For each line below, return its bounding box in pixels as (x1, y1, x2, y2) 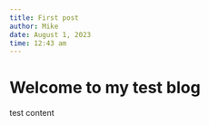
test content (9, 108, 55, 119)
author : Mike (9, 22, 59, 31)
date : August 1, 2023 (9, 30, 92, 39)
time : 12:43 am (9, 38, 67, 48)
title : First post (9, 13, 79, 23)
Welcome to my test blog (9, 78, 202, 98)
